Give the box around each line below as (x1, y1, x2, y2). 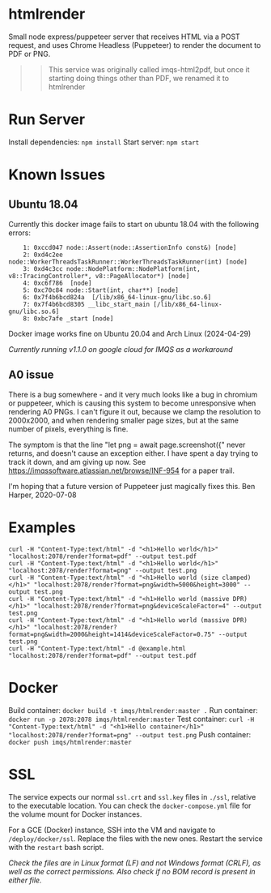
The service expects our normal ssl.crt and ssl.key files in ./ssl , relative (8, 792, 256, 801)
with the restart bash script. (8, 842, 104, 852)
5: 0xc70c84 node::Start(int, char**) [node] (23, 286, 180, 294)
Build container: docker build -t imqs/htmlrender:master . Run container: (8, 705, 259, 715)
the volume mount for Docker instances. (8, 809, 142, 819)
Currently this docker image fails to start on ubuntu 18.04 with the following (8, 219, 260, 229)
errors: (8, 228, 31, 238)
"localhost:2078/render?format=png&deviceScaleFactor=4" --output (33, 602, 263, 610)
